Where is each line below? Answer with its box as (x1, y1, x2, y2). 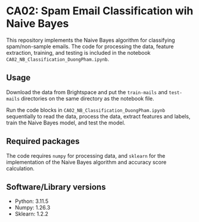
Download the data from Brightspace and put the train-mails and (6, 88, 168, 96)
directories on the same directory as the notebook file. (20, 95, 155, 102)
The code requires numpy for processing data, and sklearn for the (6, 152, 166, 159)
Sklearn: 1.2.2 (14, 210, 49, 218)
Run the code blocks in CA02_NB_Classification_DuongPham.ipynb (6, 106, 166, 114)
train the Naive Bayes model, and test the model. (6, 119, 126, 126)
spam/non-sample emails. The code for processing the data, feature (6, 43, 174, 50)
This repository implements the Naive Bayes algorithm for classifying (6, 36, 175, 43)
